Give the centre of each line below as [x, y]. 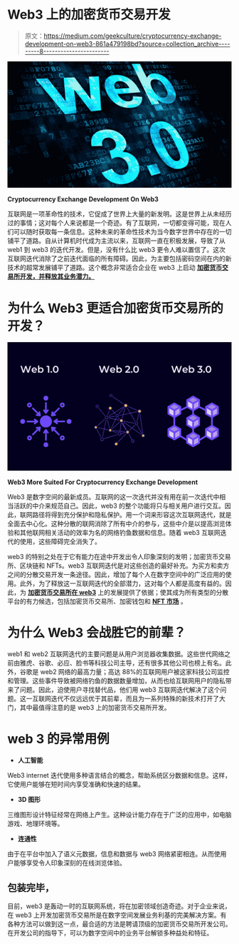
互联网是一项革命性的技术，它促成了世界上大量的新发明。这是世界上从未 [113, 214]
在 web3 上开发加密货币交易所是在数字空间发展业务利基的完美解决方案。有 [117, 915]
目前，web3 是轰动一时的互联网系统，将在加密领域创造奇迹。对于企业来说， [119, 906]
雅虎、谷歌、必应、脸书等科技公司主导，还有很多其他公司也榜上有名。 [122, 663]
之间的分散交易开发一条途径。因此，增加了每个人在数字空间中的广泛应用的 [116, 575]
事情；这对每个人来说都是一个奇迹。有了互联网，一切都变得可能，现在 [122, 223]
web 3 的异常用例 [59, 739]
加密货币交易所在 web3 [62, 593]
